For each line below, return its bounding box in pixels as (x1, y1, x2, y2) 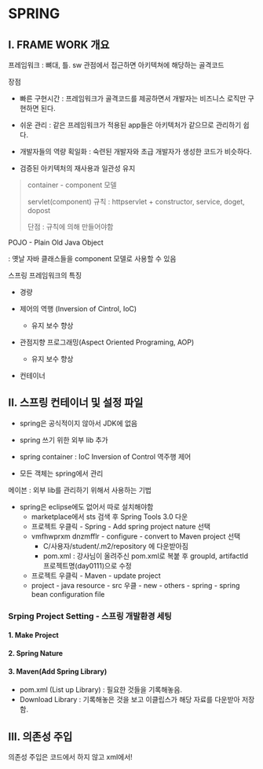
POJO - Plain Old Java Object (8, 237, 104, 247)
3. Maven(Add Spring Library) (8, 666, 108, 676)
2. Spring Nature (8, 648, 64, 657)
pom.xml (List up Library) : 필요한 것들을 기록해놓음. (19, 685, 183, 694)
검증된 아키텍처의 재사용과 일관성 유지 (19, 164, 136, 173)
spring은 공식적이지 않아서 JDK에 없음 (19, 418, 138, 428)
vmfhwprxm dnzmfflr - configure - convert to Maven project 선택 (31, 532, 241, 541)
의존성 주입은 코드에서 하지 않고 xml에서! (8, 752, 133, 761)
